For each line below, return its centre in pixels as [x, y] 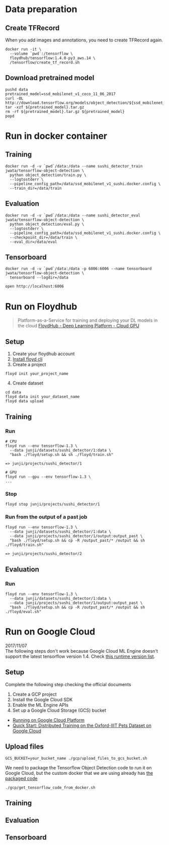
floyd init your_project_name [37, 374]
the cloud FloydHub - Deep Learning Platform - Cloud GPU [78, 326]
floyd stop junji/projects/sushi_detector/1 [53, 504]
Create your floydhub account [44, 354]
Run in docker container [56, 136]
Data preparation [41, 9]
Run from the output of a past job [46, 517]
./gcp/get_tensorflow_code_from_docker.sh [50, 787]
